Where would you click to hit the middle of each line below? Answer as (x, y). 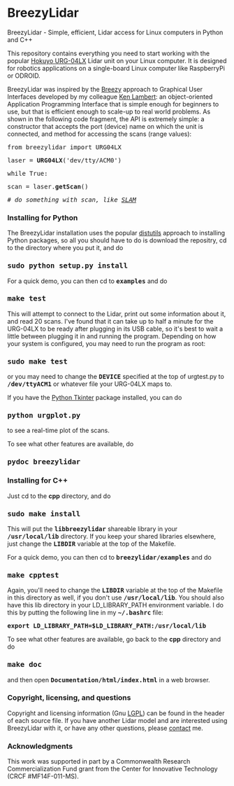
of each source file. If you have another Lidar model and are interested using (117, 720)
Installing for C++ (38, 481)
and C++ (20, 39)
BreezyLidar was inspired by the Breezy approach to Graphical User (105, 89)
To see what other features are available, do (71, 444)
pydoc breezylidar (44, 462)
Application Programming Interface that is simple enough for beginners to (113, 104)
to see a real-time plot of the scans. (59, 430)
